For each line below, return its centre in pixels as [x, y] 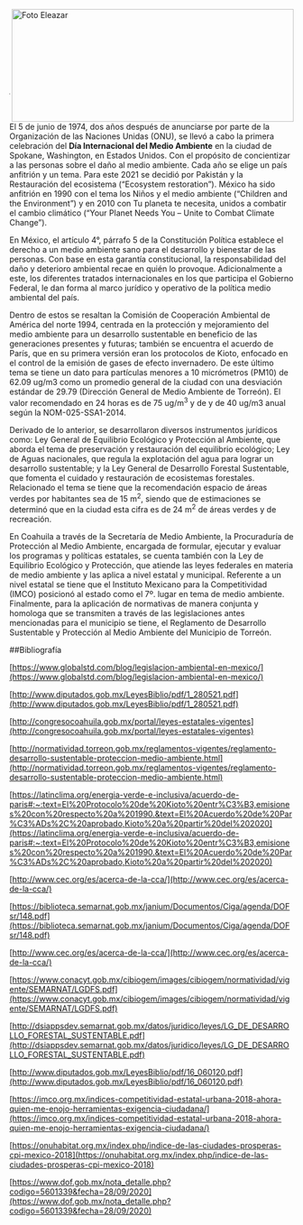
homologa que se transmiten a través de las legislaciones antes [127, 612]
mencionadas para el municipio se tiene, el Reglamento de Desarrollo [138, 622]
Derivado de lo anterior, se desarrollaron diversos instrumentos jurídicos [143, 429]
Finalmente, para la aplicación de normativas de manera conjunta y [134, 603]
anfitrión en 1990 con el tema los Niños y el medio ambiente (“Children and [149, 193]
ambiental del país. [44, 297]
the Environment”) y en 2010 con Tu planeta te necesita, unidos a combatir [148, 203]
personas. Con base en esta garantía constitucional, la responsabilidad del [148, 259]
